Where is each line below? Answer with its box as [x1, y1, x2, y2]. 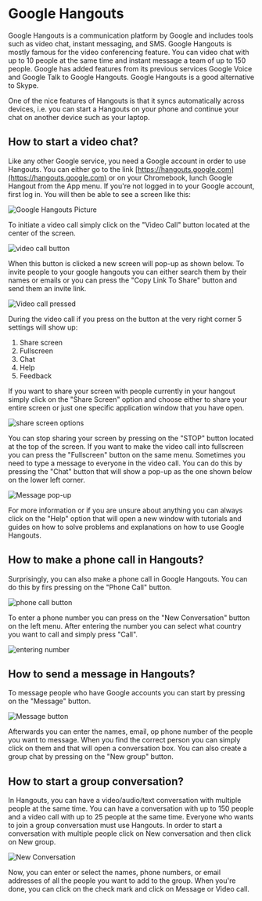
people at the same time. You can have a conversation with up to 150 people [8, 804, 254, 813]
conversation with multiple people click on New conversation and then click [8, 829, 252, 838]
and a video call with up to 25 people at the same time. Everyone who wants [8, 812, 254, 822]
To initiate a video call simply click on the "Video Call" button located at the [8, 220, 250, 229]
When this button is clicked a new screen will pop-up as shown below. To [8, 258, 245, 268]
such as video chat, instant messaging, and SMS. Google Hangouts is [8, 38, 232, 48]
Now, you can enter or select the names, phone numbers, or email [8, 868, 221, 877]
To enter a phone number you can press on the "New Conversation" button [8, 613, 250, 622]
